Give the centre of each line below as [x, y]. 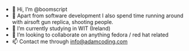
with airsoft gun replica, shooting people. [63, 22]
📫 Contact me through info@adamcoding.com [70, 41]
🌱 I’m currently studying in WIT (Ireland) [61, 28]
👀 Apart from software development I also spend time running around [98, 16]
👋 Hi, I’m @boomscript [40, 9]
